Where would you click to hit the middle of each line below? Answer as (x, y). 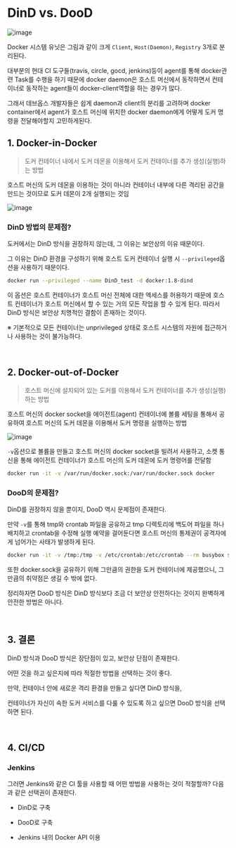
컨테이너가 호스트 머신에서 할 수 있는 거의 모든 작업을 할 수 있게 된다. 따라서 (117, 304)
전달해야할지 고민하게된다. (56, 120)
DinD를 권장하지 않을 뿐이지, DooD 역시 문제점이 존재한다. (87, 509)
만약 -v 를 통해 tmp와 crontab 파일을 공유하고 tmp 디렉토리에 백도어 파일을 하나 (116, 524)
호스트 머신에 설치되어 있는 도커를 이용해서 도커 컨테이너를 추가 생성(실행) (125, 390)
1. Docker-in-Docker (52, 143)
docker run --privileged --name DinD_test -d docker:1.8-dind (100, 281)
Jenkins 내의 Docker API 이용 (59, 837)
